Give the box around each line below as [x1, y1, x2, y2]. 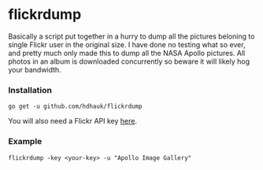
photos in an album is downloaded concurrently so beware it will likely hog [8, 57, 250, 66]
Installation [8, 84, 53, 95]
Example [8, 136, 43, 147]
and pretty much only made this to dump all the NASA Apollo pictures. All [8, 48, 246, 57]
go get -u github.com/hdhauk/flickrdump [8, 102, 143, 111]
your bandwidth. [8, 65, 61, 74]
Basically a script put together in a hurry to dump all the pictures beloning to [8, 31, 255, 41]
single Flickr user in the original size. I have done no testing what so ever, [8, 39, 246, 49]
